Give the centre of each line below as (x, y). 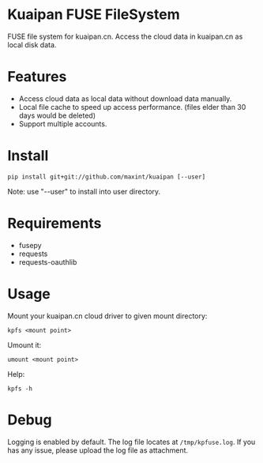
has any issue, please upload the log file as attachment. (98, 450)
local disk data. (32, 44)
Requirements (54, 224)
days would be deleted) (57, 115)
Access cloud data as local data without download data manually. (125, 98)
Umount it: (24, 344)
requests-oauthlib (48, 262)
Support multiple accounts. (63, 123)
